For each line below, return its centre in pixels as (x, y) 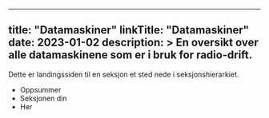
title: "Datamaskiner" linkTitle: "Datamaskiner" (129, 30)
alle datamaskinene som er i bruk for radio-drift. (130, 55)
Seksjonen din (43, 98)
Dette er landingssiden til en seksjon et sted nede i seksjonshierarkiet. (124, 74)
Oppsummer (40, 89)
